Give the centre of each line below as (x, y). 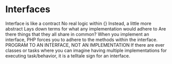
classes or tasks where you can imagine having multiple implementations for (86, 50)
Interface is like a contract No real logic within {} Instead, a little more (78, 23)
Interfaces (28, 9)
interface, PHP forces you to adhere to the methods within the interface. (81, 40)
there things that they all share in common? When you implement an (77, 34)
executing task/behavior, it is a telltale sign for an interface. (68, 56)
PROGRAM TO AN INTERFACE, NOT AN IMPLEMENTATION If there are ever (85, 45)
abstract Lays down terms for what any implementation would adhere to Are (86, 28)
